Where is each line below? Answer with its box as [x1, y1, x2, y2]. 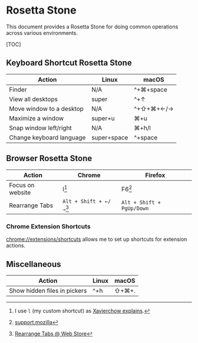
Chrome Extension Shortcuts [6, 222, 91, 230]
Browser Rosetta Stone [6, 153, 93, 164]
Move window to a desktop [9, 104, 84, 113]
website [9, 188, 31, 197]
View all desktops [9, 95, 58, 103]
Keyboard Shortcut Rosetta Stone [6, 58, 132, 68]
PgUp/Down [121, 205, 149, 211]
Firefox [145, 171, 166, 179]
